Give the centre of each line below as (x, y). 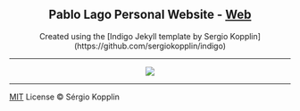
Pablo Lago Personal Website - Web (150, 15)
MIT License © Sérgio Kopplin (65, 97)
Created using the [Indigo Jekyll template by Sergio (133, 36)
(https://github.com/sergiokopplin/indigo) (150, 46)
